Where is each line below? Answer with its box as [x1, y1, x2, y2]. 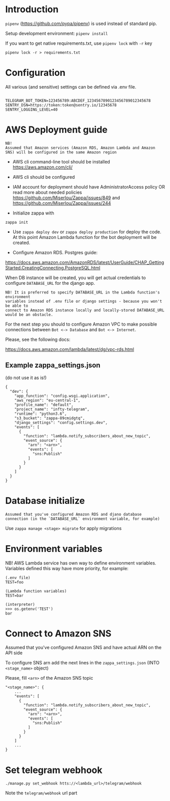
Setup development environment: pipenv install [5, 30, 108, 36]
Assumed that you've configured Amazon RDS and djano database [5, 512, 142, 517]
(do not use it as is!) [5, 375, 47, 381]
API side [5, 650, 23, 656]
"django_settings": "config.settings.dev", [14, 420, 108, 425]
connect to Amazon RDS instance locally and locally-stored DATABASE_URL [5, 307, 165, 313]
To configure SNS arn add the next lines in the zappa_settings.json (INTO [5, 660, 160, 666]
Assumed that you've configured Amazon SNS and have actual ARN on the [5, 645, 162, 651]
